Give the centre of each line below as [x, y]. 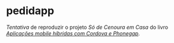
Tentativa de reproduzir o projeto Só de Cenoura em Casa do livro [87, 27]
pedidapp [30, 11]
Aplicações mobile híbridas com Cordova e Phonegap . [73, 33]
